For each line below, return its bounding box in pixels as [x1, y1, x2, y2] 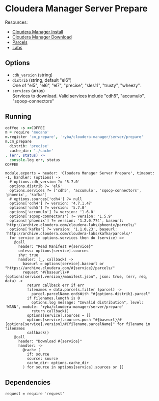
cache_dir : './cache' [9, 148, 54, 153]
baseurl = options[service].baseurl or [23, 262, 105, 267]
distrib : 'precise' [9, 144, 50, 149]
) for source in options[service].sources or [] [23, 365, 124, 370]
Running [5, 112, 32, 121]
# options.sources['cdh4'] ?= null [9, 197, 82, 202]
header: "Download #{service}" [18, 339, 82, 344]
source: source [26, 356, 58, 361]
